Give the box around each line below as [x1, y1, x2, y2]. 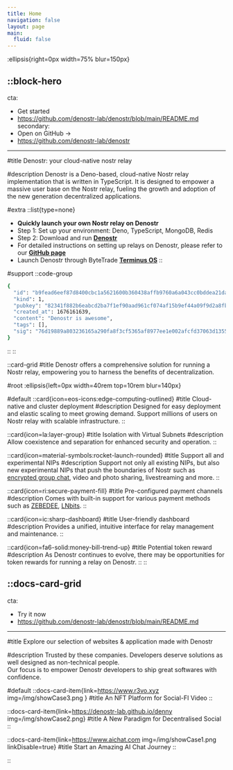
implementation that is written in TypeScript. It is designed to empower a [7, 177, 215, 185]
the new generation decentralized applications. [7, 192, 142, 200]
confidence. [7, 673, 42, 681]
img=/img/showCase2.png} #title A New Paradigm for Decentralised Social [7, 714, 222, 723]
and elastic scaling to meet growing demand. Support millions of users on [7, 409, 218, 417]
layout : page [7, 23, 45, 30]
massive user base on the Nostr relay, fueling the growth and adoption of [7, 185, 216, 193]
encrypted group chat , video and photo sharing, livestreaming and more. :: [7, 473, 220, 481]
